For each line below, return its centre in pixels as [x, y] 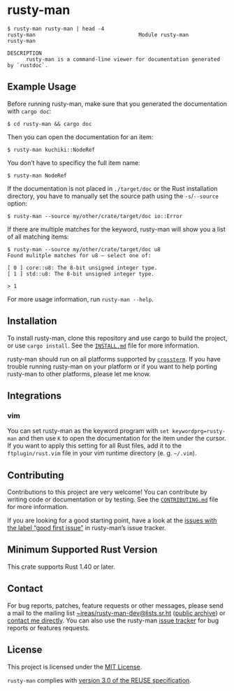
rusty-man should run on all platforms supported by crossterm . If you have [114, 359]
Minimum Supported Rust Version [82, 550]
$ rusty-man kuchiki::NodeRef [51, 150]
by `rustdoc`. [28, 65]
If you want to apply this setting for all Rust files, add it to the [94, 446]
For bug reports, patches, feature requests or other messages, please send [115, 605]
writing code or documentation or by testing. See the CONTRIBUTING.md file [113, 499]
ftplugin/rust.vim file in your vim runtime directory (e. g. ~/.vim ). [102, 453]
